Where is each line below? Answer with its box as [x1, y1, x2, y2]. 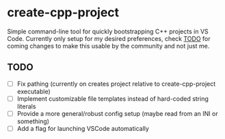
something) [16, 117, 50, 125]
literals [16, 102, 36, 110]
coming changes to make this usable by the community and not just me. [7, 42, 210, 50]
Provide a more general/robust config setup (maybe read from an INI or [16, 109, 218, 117]
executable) [16, 87, 51, 95]
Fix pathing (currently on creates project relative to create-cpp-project [16, 80, 216, 88]
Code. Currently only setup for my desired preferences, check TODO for [7, 34, 211, 42]
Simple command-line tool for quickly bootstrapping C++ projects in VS [7, 27, 209, 35]
